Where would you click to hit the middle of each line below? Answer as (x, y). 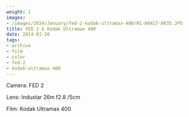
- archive (19, 46)
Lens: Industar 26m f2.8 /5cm (43, 97)
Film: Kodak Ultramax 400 (39, 109)
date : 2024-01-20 (28, 35)
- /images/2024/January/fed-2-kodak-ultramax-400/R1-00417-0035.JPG (94, 23)
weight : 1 (19, 12)
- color (16, 57)
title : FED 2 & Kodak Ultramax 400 (51, 29)
